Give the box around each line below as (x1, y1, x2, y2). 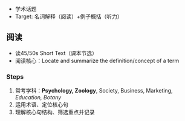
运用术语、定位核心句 (15, 101, 68, 108)
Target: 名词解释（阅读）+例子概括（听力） (15, 13, 123, 20)
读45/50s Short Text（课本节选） (15, 49, 98, 56)
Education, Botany (15, 94, 62, 101)
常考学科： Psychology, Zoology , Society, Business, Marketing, (15, 87, 174, 94)
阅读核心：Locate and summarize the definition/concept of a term (15, 57, 180, 64)
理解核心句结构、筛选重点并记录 (15, 108, 95, 116)
